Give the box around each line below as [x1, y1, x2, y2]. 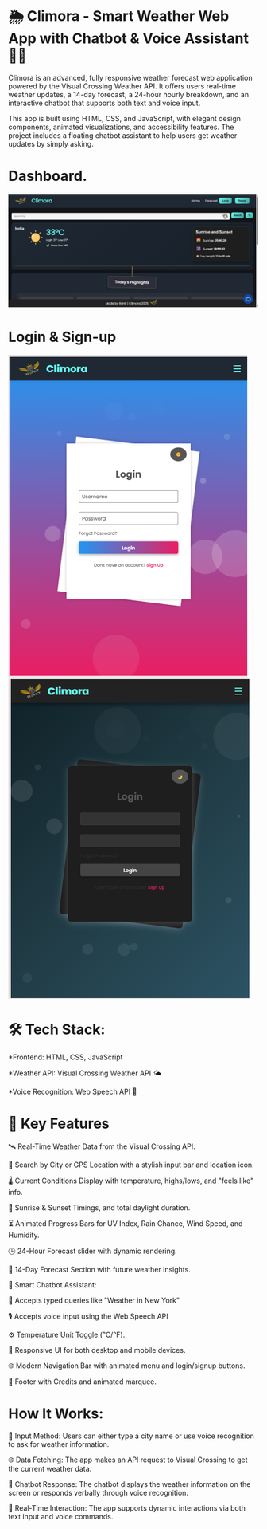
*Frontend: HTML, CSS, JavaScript [8, 1052, 123, 1062]
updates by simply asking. [8, 139, 94, 148]
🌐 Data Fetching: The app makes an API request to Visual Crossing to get [8, 1455, 248, 1464]
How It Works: [8, 1405, 104, 1422]
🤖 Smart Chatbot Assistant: [8, 1279, 97, 1289]
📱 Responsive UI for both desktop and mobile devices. [8, 1345, 186, 1354]
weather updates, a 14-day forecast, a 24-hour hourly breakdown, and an [8, 89, 249, 99]
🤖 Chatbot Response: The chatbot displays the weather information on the [8, 1479, 251, 1488]
